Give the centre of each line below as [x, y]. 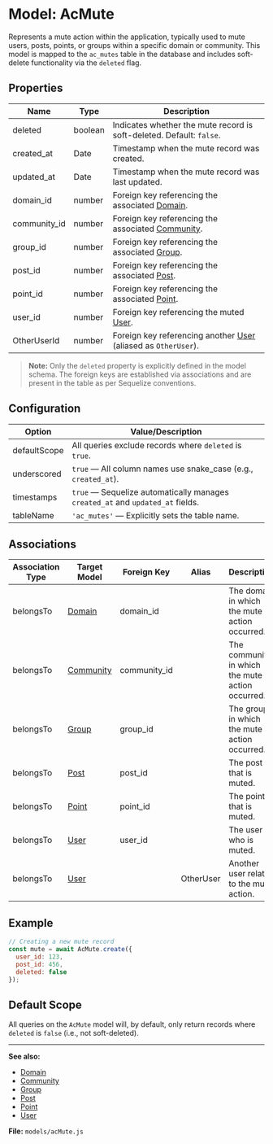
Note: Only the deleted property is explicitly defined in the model [137, 365]
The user [246, 830]
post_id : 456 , [39, 964]
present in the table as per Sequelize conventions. [112, 382]
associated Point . [145, 299]
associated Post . [144, 275]
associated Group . [147, 251]
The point [247, 797]
